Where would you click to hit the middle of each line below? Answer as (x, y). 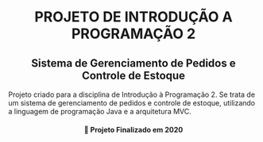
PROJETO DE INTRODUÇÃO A (133, 17)
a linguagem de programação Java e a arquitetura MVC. (100, 111)
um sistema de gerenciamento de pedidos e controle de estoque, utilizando (132, 103)
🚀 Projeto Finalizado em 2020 (133, 129)
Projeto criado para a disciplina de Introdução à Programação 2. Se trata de (132, 94)
